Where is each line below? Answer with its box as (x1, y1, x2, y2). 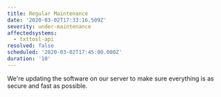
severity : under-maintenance (7, 23, 91, 30)
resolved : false (7, 42, 54, 49)
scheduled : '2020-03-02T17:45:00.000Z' (7, 49, 123, 56)
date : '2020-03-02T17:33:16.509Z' (7, 17, 107, 24)
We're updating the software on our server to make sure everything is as (7, 74, 214, 82)
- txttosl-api (13, 36, 54, 43)
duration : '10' (7, 55, 51, 62)
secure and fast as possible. (7, 81, 88, 90)
